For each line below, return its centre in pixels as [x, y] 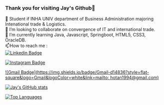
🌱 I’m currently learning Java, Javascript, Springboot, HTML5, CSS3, [76, 35]
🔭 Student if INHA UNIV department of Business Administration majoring [79, 19]
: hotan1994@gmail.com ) [133, 77]
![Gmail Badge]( [21, 72]
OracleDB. [16, 40]
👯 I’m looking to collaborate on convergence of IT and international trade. [80, 29]
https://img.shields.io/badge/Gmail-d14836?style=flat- [93, 72]
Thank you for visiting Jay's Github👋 [50, 8]
